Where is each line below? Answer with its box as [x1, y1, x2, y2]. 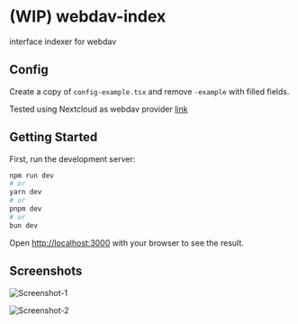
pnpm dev [9, 204, 42, 213]
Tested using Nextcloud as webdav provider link [9, 103, 188, 114]
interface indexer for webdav [9, 36, 117, 47]
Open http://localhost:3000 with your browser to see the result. [9, 237, 245, 248]
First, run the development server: [9, 153, 136, 164]
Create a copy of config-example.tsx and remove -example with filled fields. [9, 85, 290, 96]
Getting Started [9, 130, 98, 145]
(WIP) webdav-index [9, 6, 167, 27]
